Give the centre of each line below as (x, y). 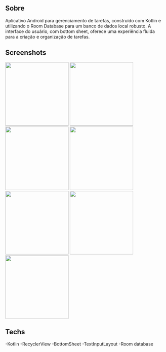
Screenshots (26, 53)
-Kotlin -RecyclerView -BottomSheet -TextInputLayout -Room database (79, 344)
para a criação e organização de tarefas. (48, 37)
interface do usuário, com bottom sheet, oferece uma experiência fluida (80, 31)
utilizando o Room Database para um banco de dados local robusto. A (78, 26)
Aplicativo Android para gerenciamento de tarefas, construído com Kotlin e (83, 20)
